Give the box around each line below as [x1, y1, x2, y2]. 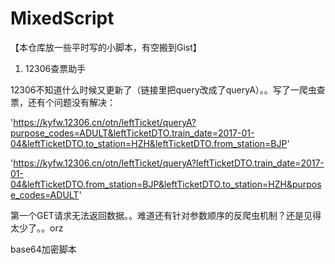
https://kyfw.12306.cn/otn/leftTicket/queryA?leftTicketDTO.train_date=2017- [13, 157, 325, 169]
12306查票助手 [24, 62, 87, 74]
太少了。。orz [10, 222, 64, 234]
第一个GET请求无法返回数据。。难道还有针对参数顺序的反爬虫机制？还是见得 [10, 209, 322, 221]
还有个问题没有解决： [27, 96, 116, 108]
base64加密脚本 [10, 243, 77, 255]
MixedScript [10, 7, 115, 30]
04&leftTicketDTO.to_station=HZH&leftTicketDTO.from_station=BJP [10, 137, 288, 149]
